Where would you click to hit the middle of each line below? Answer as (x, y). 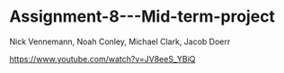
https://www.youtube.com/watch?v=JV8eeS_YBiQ (102, 59)
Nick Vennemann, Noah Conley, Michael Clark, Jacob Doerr (120, 41)
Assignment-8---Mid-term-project (142, 17)
